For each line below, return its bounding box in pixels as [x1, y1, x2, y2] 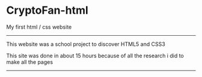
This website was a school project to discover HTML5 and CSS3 [6, 40, 165, 48]
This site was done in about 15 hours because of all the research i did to [6, 52, 185, 59]
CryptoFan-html [6, 4, 88, 17]
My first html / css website [6, 23, 72, 30]
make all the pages [6, 58, 53, 66]
